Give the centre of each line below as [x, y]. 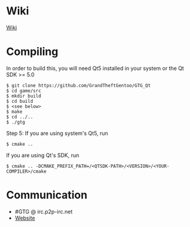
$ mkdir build [24, 96]
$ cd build [20, 101]
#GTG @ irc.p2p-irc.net [44, 211]
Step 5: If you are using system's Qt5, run [57, 133]
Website [25, 218]
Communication [47, 195]
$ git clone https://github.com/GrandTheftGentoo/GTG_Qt [79, 85]
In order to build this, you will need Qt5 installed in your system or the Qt [95, 68]
